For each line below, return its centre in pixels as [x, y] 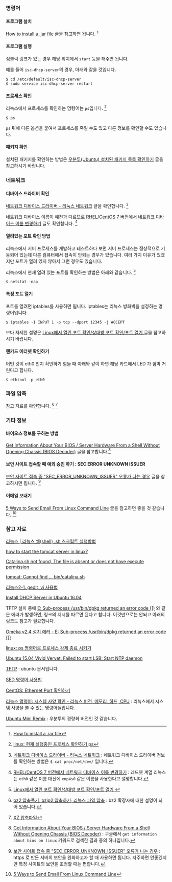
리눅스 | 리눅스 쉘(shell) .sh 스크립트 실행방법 [51, 541]
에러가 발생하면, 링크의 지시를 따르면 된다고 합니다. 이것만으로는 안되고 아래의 [88, 614]
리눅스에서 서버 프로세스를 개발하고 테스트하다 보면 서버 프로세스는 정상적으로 [83, 248]
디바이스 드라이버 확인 [28, 193]
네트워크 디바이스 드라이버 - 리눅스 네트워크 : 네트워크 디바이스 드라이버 [84, 755]
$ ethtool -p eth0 [25, 380]
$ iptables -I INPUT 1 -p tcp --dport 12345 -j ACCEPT [65, 322]
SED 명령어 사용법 [24, 679]
